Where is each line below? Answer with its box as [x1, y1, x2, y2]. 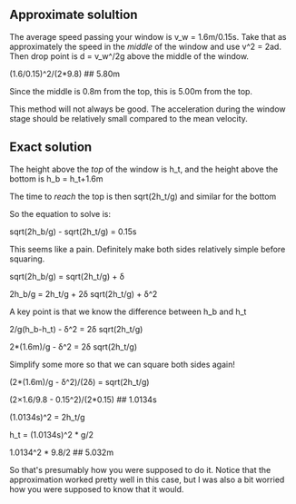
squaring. [9, 253, 45, 264]
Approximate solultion [9, 7, 138, 23]
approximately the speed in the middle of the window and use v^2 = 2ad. [9, 41, 281, 52]
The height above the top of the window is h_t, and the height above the [9, 163, 279, 174]
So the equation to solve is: [9, 208, 112, 219]
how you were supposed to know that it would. [9, 483, 184, 494]
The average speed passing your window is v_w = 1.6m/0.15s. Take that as [9, 31, 287, 42]
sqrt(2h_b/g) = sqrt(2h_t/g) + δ [9, 271, 125, 282]
